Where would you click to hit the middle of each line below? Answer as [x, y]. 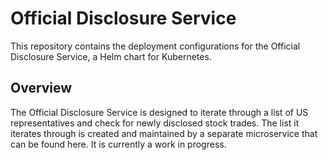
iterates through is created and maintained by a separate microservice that [164, 133]
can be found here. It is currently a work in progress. [118, 144]
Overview [41, 88]
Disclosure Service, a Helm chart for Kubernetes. [111, 56]
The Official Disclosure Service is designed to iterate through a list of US [159, 112]
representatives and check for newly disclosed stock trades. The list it [155, 123]
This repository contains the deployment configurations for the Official [155, 46]
